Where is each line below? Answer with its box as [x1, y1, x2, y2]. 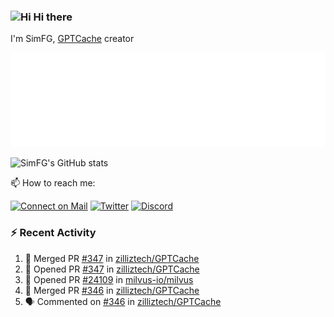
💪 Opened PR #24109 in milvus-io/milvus [24, 273, 194, 285]
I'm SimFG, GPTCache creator [10, 33, 135, 45]
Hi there [33, 10, 73, 24]
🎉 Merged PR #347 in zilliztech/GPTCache [24, 252, 200, 264]
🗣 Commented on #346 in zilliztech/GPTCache [24, 295, 222, 307]
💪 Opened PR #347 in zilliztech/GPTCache [24, 263, 200, 275]
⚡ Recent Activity [10, 226, 97, 240]
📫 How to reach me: [10, 177, 96, 189]
